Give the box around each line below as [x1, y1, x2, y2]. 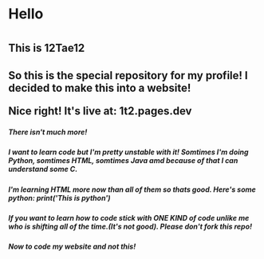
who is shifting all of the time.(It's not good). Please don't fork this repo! [8, 221, 253, 231]
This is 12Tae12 [8, 42, 85, 55]
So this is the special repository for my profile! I [8, 69, 249, 82]
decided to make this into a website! [8, 81, 191, 94]
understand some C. [8, 165, 78, 174]
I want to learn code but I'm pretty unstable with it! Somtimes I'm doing [8, 147, 249, 157]
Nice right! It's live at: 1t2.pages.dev [8, 104, 192, 118]
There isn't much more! [8, 127, 88, 137]
